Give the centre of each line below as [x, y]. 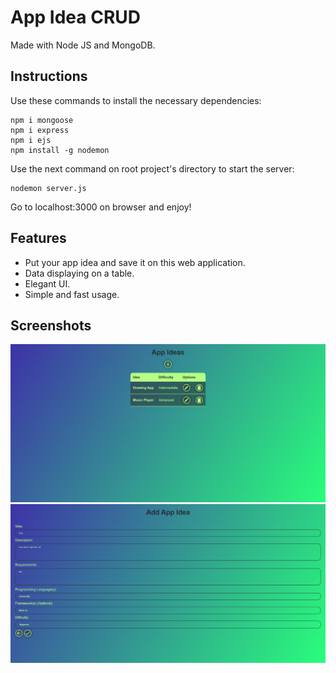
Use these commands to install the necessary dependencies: [136, 100]
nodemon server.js [48, 188]
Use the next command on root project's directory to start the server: [152, 168]
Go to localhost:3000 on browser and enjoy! [101, 207]
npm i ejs [31, 140]
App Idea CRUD [76, 17]
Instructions [49, 76]
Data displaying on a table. [79, 273]
